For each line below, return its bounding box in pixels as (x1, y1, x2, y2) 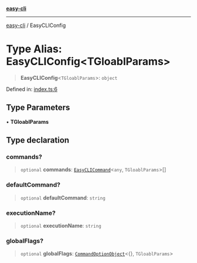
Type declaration (6, 135, 69, 146)
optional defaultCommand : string (20, 194, 106, 201)
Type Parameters (6, 103, 70, 113)
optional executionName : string (20, 222, 101, 230)
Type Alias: (6, 42, 63, 56)
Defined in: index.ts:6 (6, 85, 57, 93)
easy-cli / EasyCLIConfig (6, 22, 66, 29)
